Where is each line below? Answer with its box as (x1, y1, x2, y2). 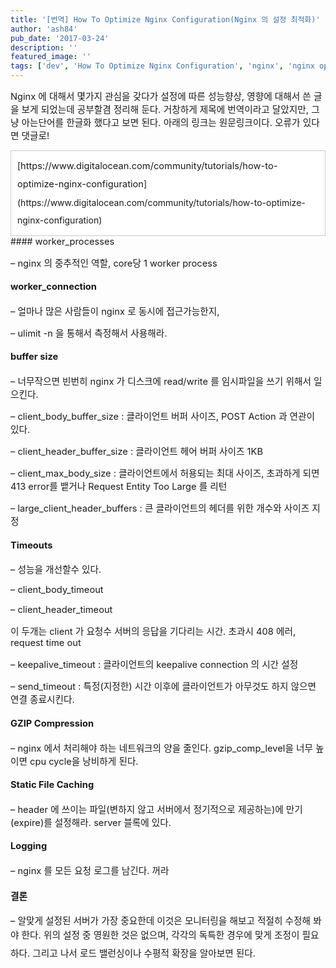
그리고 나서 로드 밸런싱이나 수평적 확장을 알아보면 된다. (32, 947, 256, 960)
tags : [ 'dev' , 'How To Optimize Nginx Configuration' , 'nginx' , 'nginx (10, 61, 315, 71)
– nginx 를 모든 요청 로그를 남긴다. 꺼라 (10, 864, 170, 877)
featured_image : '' (10, 52, 92, 62)
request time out (10, 637, 82, 650)
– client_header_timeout (10, 604, 113, 616)
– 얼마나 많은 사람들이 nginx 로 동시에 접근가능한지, (10, 305, 220, 318)
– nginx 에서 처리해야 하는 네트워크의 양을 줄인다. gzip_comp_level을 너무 (10, 742, 313, 755)
